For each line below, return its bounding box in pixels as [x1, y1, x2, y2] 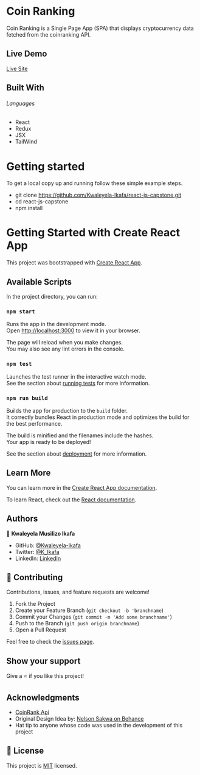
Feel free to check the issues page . [6, 638, 94, 646]
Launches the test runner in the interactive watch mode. [6, 373, 147, 380]
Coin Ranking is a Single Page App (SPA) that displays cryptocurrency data [6, 24, 195, 32]
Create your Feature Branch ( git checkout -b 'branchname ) [15, 606, 164, 614]
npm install [15, 205, 43, 212]
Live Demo [6, 49, 47, 59]
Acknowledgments [6, 692, 80, 703]
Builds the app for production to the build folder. [6, 407, 128, 414]
